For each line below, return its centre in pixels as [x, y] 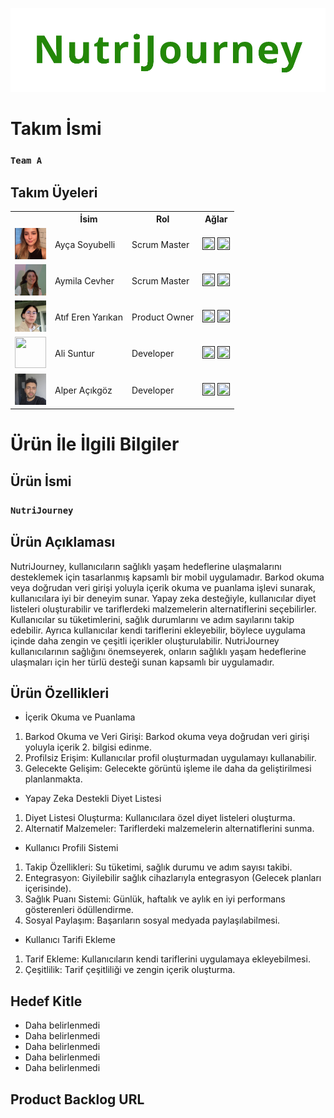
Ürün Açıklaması [63, 542]
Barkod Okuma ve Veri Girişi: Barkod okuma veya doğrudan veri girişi [167, 737]
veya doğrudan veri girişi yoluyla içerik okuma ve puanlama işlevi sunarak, [163, 587]
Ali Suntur [74, 354]
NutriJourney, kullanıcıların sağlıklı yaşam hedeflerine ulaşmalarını [146, 566]
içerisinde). [48, 889]
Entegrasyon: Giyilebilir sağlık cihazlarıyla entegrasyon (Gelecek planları [173, 878]
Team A [26, 161]
